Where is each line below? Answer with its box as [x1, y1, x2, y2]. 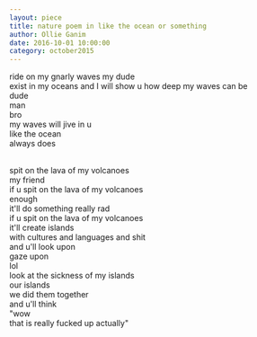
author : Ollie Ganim [9, 30, 87, 39]
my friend [9, 174, 45, 185]
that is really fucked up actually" [9, 318, 128, 329]
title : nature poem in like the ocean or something [9, 22, 207, 31]
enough [9, 194, 38, 205]
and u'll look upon [9, 242, 76, 253]
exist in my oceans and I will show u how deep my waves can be [9, 81, 248, 92]
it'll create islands [9, 222, 75, 234]
